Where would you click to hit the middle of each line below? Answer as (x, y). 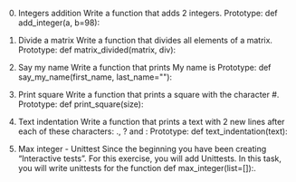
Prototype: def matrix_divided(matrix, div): (97, 50)
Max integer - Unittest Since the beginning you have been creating (142, 149)
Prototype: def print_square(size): (81, 104)
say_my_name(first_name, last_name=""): (95, 77)
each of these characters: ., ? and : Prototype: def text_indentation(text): (153, 131)
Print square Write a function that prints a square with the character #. (148, 95)
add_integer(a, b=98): (59, 23)
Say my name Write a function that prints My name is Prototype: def (144, 67)
